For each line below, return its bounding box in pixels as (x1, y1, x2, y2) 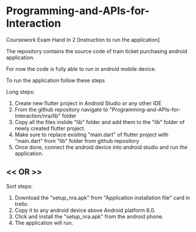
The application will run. (14, 219, 73, 226)
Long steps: (6, 88, 35, 95)
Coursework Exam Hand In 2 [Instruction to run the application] (6, 36, 161, 43)
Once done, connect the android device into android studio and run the (14, 143, 188, 151)
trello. (14, 200, 29, 207)
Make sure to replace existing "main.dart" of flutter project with (14, 131, 169, 138)
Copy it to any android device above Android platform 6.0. (14, 207, 156, 214)
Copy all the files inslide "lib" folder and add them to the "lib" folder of (14, 118, 185, 125)
